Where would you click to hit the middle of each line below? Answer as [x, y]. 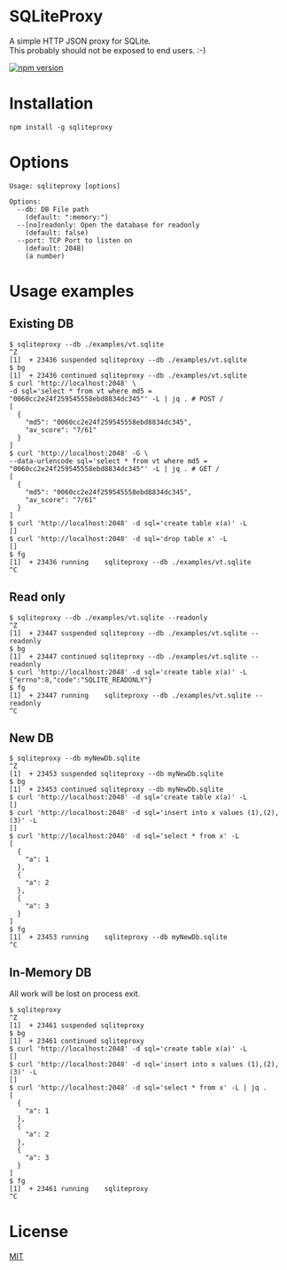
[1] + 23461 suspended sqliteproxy [77, 1026]
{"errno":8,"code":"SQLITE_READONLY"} [81, 680]
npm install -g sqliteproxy [61, 127]
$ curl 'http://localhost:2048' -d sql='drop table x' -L [118, 539]
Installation [51, 104]
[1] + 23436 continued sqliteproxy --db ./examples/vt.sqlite [128, 375]
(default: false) [57, 233]
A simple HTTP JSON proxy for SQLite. [80, 41]
